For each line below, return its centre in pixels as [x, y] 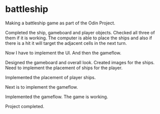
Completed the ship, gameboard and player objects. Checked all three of [80, 32]
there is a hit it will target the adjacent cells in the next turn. [66, 43]
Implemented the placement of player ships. [50, 77]
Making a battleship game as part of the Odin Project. [60, 23]
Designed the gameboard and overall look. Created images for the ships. [80, 62]
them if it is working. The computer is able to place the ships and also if [79, 38]
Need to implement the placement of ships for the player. [64, 68]
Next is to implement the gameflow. [42, 87]
